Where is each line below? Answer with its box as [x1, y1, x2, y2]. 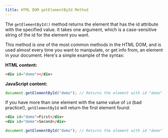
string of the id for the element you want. [5, 32, 90, 38]
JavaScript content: [5, 81, 48, 87]
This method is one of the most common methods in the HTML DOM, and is [5, 41, 161, 48]
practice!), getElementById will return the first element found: [5, 105, 130, 111]
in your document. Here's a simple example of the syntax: [5, 52, 124, 58]
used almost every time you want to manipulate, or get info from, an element [5, 47, 163, 53]
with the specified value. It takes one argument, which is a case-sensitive [5, 26, 157, 33]
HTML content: [5, 62, 38, 68]
